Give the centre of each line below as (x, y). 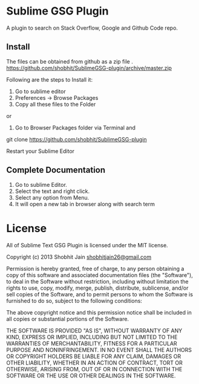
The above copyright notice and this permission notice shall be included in (99, 312)
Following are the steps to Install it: (49, 79)
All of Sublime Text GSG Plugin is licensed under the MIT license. (87, 245)
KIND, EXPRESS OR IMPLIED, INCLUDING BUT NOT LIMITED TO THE (92, 337)
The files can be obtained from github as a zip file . (70, 61)
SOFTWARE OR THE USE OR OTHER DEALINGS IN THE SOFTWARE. (91, 376)
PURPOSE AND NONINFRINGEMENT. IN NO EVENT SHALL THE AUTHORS (99, 350)
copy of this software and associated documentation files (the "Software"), (100, 275)
